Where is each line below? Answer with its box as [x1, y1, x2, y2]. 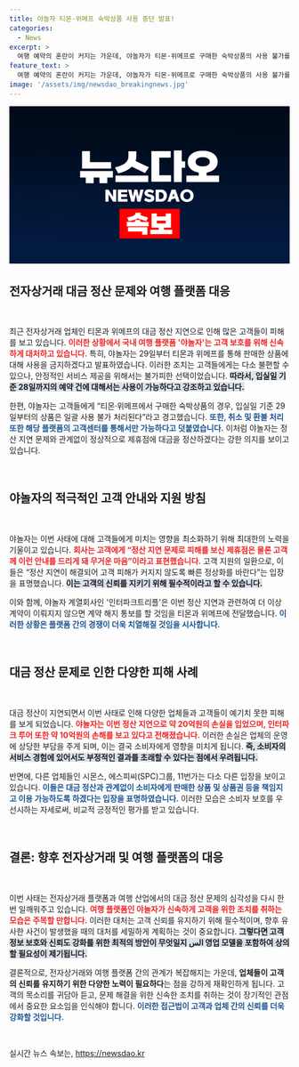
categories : [9, 23, 53, 33]
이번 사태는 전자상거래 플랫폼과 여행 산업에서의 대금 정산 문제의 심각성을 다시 [9, 893, 276, 903]
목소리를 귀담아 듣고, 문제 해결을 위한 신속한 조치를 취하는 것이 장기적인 [25, 989, 273, 1000]
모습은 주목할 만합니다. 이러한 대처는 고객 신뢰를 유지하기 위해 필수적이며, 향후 [9, 915, 279, 926]
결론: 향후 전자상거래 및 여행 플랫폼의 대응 [9, 850, 224, 865]
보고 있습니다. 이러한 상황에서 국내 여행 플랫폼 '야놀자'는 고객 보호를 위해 [18, 337, 269, 348]
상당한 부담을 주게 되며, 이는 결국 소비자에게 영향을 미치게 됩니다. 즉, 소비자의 [18, 740, 287, 751]
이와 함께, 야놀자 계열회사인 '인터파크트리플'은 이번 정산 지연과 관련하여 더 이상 [9, 596, 282, 607]
